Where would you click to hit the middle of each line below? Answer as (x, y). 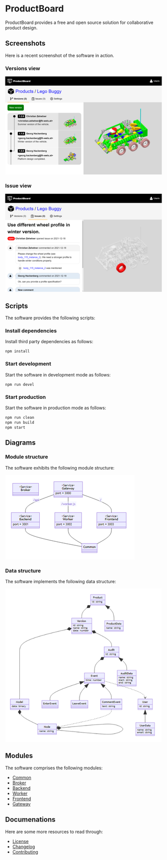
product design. (21, 27)
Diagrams (20, 443)
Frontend (22, 799)
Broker (19, 783)
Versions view (23, 68)
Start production (26, 397)
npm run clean (20, 418)
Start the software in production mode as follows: (56, 408)
